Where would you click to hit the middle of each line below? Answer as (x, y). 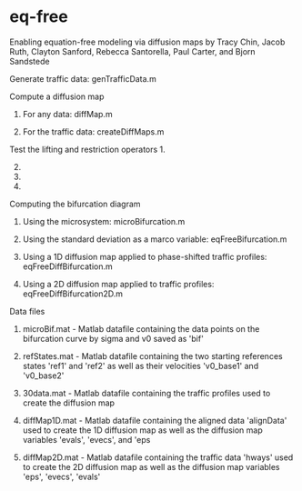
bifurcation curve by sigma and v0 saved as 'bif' (113, 338)
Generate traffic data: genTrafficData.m (83, 78)
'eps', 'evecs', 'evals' (61, 476)
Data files (27, 311)
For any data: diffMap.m (67, 114)
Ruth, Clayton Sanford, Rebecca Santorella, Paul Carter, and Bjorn (133, 51)
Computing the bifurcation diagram (75, 204)
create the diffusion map (69, 403)
